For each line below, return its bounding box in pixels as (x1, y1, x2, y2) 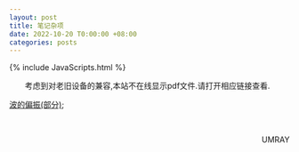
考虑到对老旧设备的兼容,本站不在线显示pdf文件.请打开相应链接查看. (25, 81, 271, 92)
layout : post (9, 12, 58, 22)
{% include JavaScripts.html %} (9, 62, 126, 73)
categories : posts (9, 37, 77, 47)
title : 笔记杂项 (9, 21, 64, 30)
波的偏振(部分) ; (9, 100, 65, 110)
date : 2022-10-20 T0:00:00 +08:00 (9, 29, 138, 38)
